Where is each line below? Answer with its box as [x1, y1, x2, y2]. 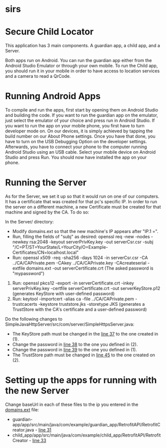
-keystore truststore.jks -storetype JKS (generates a [38, 301, 145, 307]
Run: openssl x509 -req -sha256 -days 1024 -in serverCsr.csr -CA [12, 255, 148, 261]
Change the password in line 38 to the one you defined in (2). [12, 341, 138, 347]
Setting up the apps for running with [5, 375, 157, 386]
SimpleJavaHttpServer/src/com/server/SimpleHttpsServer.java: [5, 321, 135, 327]
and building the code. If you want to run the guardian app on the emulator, [5, 112, 159, 118]
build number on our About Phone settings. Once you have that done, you [5, 133, 156, 139]
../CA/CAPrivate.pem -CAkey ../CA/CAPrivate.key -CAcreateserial [12, 260, 147, 266]
